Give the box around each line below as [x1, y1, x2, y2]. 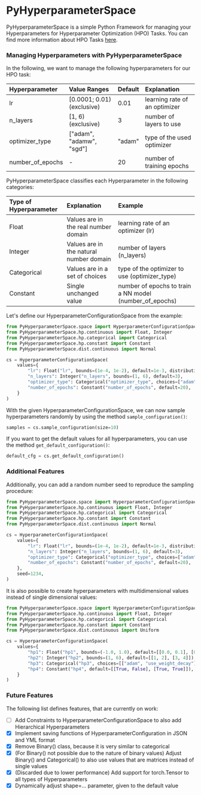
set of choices [66, 272, 106, 281]
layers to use [145, 120, 181, 129]
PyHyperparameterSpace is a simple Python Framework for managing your [6, 23, 191, 31]
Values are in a [66, 264, 108, 273]
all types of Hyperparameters [14, 775, 88, 782]
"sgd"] [68, 145, 88, 153]
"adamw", [68, 137, 97, 145]
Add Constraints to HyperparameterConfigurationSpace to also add [14, 716, 181, 724]
